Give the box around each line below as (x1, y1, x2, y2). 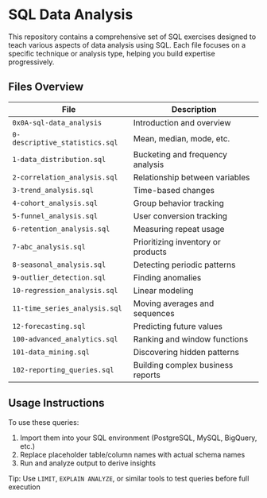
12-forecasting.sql (12, 322, 86, 330)
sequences (133, 307, 175, 318)
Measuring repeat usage (133, 223, 225, 234)
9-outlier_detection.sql (12, 272, 106, 282)
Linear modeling (133, 284, 194, 295)
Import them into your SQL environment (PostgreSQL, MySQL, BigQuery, (19, 433, 257, 442)
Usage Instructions (8, 396, 105, 410)
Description (171, 103, 217, 114)
